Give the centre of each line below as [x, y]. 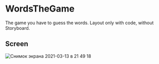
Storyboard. [18, 28]
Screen [17, 44]
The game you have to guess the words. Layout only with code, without [79, 23]
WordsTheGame [40, 9]
